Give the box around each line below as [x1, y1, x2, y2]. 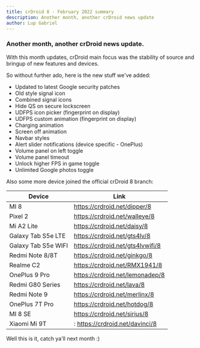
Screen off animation [14, 127, 67, 135]
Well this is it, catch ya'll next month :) [6, 335, 100, 342]
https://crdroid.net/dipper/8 [74, 202, 152, 210]
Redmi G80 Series [9, 280, 61, 288]
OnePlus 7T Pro [9, 300, 54, 308]
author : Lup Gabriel [6, 20, 58, 26]
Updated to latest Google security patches [14, 83, 120, 90]
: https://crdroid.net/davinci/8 [74, 319, 157, 328]
